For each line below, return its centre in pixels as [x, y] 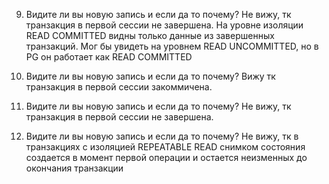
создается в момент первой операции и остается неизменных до [166, 157]
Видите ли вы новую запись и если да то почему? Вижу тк [150, 76]
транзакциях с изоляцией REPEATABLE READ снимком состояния [165, 147]
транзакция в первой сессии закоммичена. [119, 87]
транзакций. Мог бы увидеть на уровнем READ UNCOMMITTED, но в [172, 46]
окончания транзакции [74, 168]
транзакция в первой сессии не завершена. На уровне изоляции [164, 25]
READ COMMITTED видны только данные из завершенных [150, 35]
